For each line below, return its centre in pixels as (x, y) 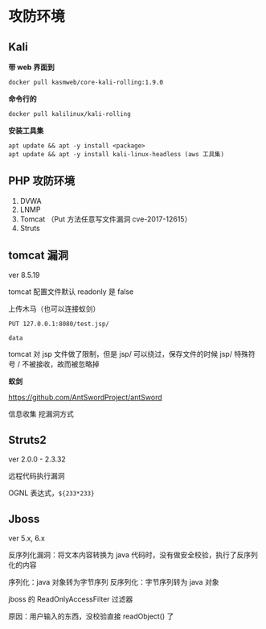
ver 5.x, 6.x (27, 538)
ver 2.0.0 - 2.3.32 (37, 459)
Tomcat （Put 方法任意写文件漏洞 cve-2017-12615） (106, 219)
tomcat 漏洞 (38, 255)
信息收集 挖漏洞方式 (41, 414)
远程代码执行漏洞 (37, 476)
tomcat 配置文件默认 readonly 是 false (71, 292)
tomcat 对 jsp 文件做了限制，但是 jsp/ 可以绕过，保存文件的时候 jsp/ (121, 354)
